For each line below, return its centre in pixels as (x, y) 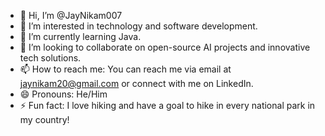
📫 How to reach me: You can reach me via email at (125, 69)
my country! (44, 119)
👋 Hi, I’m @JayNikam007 (71, 15)
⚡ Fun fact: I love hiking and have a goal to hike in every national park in (167, 105)
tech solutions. (50, 58)
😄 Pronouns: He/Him (63, 94)
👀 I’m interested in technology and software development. (138, 26)
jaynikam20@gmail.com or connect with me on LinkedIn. (136, 83)
